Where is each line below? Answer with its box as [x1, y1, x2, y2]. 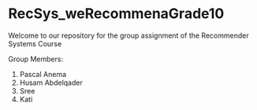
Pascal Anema [19, 69, 67, 79]
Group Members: [8, 54, 64, 64]
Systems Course [8, 38, 62, 48]
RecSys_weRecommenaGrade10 [8, 5, 225, 23]
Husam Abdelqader [19, 78, 83, 87]
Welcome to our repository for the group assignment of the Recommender [8, 31, 250, 40]
